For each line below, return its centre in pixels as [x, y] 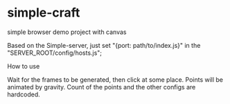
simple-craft [44, 13]
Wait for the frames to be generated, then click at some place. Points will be [115, 79]
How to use [24, 66]
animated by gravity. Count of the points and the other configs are [101, 87]
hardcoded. [24, 94]
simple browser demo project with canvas [67, 32]
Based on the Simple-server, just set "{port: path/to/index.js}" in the [104, 45]
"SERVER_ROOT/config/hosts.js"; [55, 53]
